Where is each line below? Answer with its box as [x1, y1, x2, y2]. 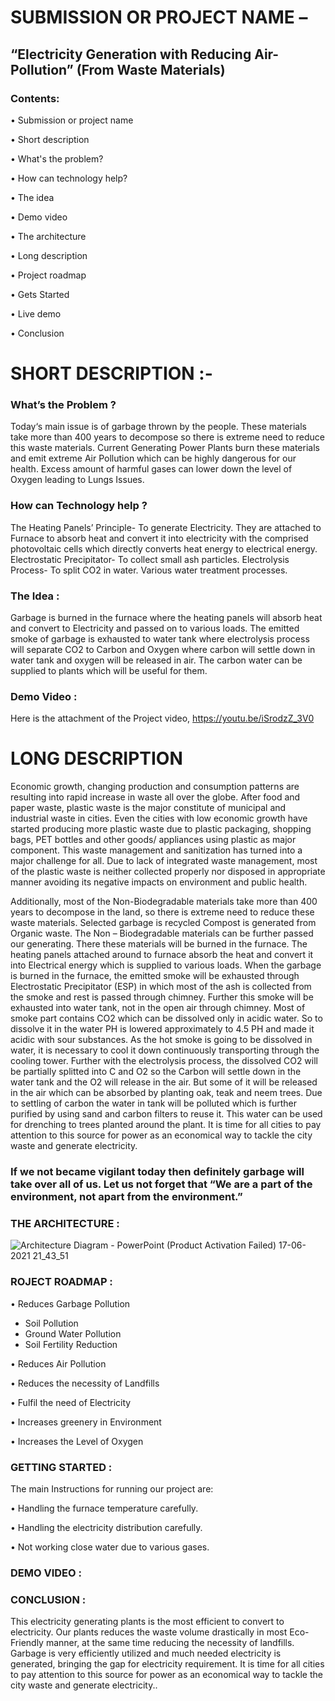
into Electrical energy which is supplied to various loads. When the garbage [10, 959, 322, 971]
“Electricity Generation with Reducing [10, 46, 252, 63]
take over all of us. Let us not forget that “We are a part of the [10, 1177, 313, 1191]
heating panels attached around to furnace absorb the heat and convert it [10, 949, 314, 961]
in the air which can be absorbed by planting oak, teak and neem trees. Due [10, 1087, 323, 1099]
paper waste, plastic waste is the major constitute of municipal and [10, 802, 287, 814]
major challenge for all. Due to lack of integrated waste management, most [10, 855, 318, 867]
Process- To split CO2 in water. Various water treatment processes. [10, 564, 288, 576]
